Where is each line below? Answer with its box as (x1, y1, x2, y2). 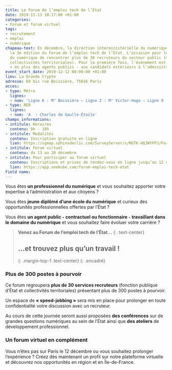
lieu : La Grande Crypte (5, 74, 56, 79)
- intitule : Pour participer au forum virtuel (5, 155, 106, 160)
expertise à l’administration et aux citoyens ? (5, 189, 99, 195)
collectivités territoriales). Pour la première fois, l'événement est (10, 60, 166, 65)
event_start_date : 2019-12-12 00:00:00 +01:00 (5, 70, 106, 75)
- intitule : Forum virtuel (5, 145, 63, 151)
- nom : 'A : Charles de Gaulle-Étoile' (10, 112, 97, 118)
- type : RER (5, 103, 31, 108)
